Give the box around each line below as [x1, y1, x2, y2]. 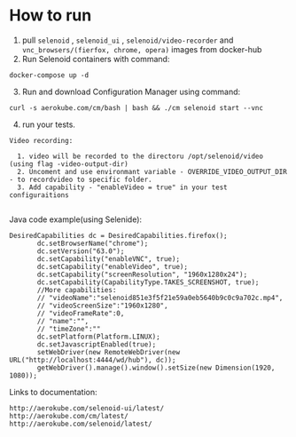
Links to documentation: [9, 386, 97, 397]
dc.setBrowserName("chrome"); [36, 239, 149, 248]
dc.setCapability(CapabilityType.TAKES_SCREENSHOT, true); [36, 277, 260, 287]
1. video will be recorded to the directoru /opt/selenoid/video [17, 152, 264, 161]
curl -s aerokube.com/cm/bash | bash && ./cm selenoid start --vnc [9, 103, 264, 112]
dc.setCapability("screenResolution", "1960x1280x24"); [36, 270, 248, 279]
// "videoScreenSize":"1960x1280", [36, 301, 168, 310]
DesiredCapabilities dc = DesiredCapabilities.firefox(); [9, 231, 228, 240]
